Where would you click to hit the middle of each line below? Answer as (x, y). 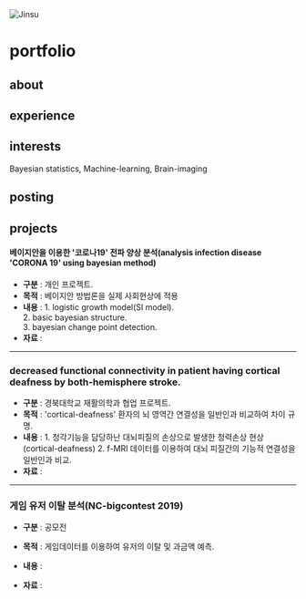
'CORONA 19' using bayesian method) (83, 263)
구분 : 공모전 (45, 527)
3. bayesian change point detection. (90, 326)
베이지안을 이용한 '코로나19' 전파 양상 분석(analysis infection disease (136, 253)
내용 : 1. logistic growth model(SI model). (98, 307)
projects (34, 228)
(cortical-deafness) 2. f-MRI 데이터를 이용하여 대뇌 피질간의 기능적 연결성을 (159, 449)
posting (32, 197)
